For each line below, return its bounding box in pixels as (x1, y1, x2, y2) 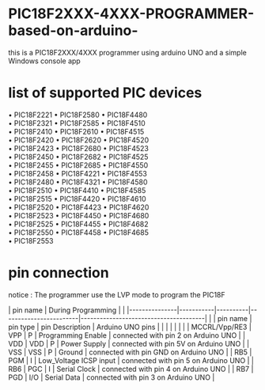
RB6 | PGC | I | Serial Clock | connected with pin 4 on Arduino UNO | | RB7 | (8, 364, 254, 373)
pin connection (8, 264, 109, 282)
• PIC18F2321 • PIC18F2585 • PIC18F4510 (8, 118, 146, 127)
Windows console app (8, 56, 81, 66)
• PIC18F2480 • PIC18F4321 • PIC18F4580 (8, 177, 148, 187)
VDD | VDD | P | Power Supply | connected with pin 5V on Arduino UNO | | (8, 339, 250, 348)
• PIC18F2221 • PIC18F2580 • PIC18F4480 (8, 110, 148, 119)
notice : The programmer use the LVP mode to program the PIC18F (8, 290, 225, 299)
